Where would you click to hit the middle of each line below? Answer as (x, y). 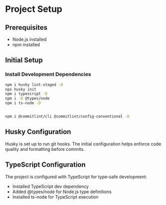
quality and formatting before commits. (45, 149)
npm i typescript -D (27, 94)
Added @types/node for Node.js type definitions (62, 192)
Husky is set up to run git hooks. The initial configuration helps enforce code (83, 144)
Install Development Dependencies (48, 74)
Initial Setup (24, 60)
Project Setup (34, 9)
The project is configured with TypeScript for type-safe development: (76, 177)
